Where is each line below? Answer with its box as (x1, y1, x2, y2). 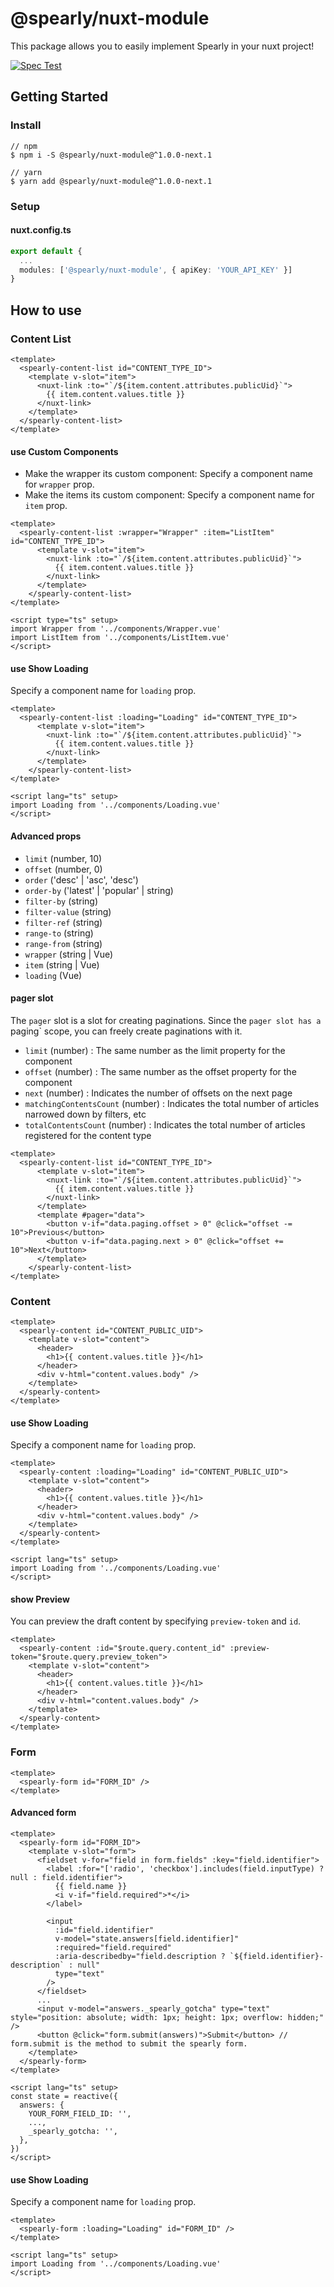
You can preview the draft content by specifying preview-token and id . (10, 1615, 302, 1627)
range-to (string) (24, 927, 94, 939)
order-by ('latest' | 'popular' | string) (24, 884, 174, 896)
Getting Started (10, 88, 109, 106)
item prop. (24, 500, 68, 512)
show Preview (10, 1593, 70, 1605)
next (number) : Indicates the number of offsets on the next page (24, 1087, 293, 1099)
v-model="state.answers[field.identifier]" (54, 1933, 240, 1944)
